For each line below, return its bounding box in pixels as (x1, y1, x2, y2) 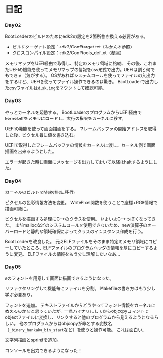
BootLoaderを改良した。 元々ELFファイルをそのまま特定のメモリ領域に (5, 239, 149, 245)
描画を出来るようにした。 (5, 148, 57, 154)
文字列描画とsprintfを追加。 (5, 337, 61, 343)
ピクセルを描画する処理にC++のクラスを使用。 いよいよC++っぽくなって (5, 216, 152, 222)
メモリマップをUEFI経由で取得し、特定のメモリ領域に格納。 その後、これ (5, 60, 153, 66)
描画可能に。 (5, 206, 31, 212)
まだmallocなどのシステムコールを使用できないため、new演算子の (14, 222, 148, 228)
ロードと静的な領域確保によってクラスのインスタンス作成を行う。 (13, 228, 145, 235)
